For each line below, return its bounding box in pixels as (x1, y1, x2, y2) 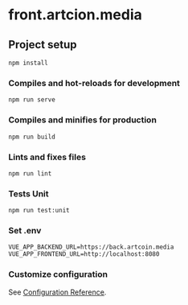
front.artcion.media (8, 6, 142, 24)
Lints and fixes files (8, 151, 87, 163)
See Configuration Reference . (8, 287, 107, 297)
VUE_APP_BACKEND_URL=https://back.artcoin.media (8, 243, 174, 251)
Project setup (8, 38, 78, 52)
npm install (8, 59, 48, 67)
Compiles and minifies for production (8, 114, 157, 126)
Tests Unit (8, 188, 50, 199)
